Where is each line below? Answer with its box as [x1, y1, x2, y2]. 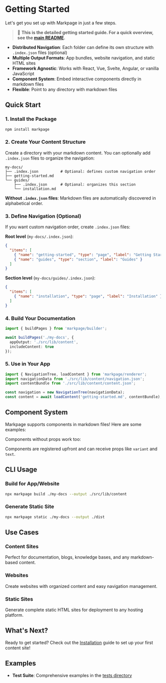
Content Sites [5, 543, 39, 550]
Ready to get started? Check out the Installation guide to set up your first [5, 639, 153, 645]
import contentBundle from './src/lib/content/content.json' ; [5, 381, 136, 386]
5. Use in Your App [5, 361, 50, 368]
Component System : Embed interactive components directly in [12, 76, 142, 82]
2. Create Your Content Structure [5, 139, 86, 146]
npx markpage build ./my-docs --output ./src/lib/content [5, 491, 127, 496]
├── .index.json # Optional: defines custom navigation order [5, 169, 156, 174]
